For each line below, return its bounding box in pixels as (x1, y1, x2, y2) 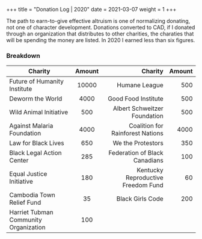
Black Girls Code (116, 194, 164, 203)
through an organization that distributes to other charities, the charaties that (6, 30, 194, 37)
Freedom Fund (122, 181, 164, 190)
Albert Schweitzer (112, 104, 164, 113)
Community (9, 216, 42, 224)
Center (9, 157, 29, 165)
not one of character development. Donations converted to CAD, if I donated (6, 24, 195, 31)
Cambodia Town (9, 191, 55, 199)
